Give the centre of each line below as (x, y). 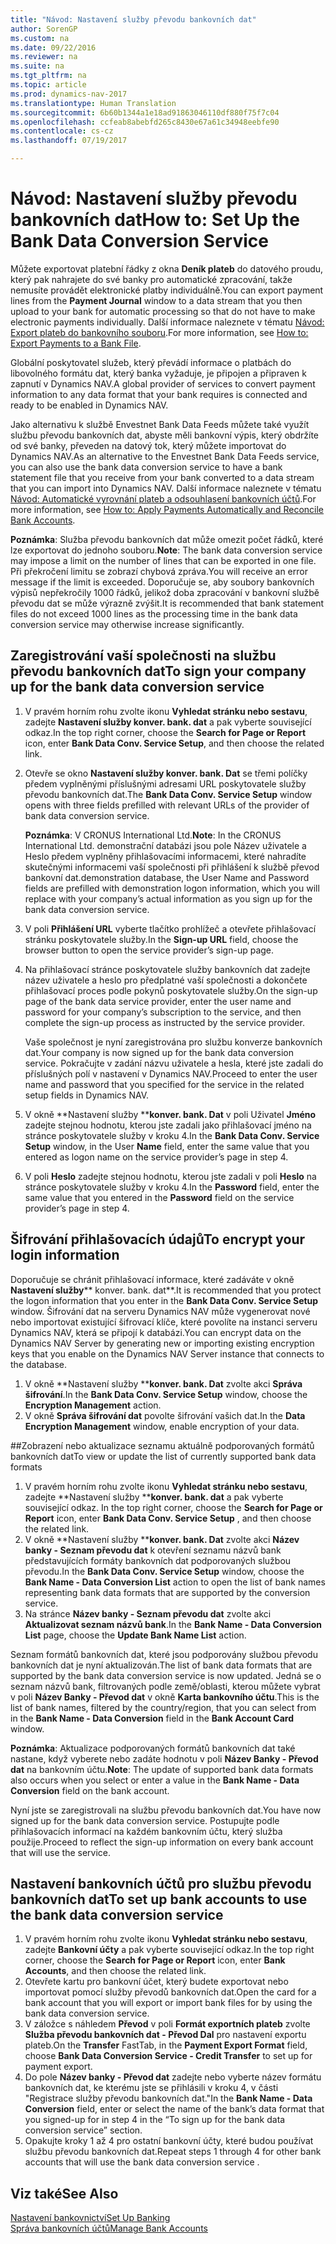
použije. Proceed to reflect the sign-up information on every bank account (162, 1842)
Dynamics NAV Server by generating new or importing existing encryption (162, 1343)
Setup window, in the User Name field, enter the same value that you (167, 1146)
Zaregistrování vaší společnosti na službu (143, 656)
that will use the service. (61, 1852)
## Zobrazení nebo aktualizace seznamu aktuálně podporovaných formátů (162, 1445)
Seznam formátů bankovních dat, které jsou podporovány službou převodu (164, 1654)
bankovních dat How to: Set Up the (155, 220)
